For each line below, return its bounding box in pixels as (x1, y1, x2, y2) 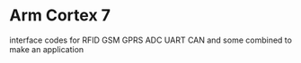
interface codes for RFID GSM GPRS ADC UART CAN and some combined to (9, 35, 292, 45)
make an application (9, 43, 84, 54)
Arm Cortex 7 (9, 5, 111, 26)
